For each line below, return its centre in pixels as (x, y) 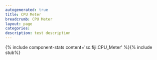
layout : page (19, 24)
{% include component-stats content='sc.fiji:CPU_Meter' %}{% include (79, 47)
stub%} (13, 52)
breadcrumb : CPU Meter (29, 19)
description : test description (38, 33)
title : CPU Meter (23, 14)
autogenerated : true (27, 10)
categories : (18, 28)
